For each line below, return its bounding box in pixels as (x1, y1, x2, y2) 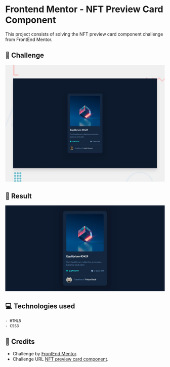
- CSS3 (5, 323, 19, 329)
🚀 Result (5, 191, 32, 200)
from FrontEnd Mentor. (5, 36, 53, 43)
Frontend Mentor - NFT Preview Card (5, 4, 163, 15)
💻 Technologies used (5, 302, 75, 310)
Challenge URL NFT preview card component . (12, 356, 109, 362)
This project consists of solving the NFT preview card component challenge (5, 31, 163, 37)
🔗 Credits (5, 337, 35, 346)
